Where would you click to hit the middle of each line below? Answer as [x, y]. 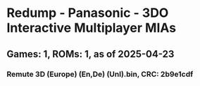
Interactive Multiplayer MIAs [92, 28]
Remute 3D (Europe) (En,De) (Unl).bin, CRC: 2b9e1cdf [100, 74]
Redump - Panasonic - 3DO [88, 13]
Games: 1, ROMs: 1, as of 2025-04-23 [90, 54]
